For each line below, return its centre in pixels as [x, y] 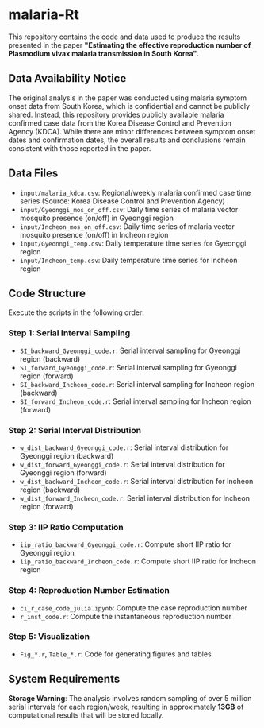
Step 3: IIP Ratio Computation [66, 527]
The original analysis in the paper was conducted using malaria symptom [128, 98]
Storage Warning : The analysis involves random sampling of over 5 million [130, 698]
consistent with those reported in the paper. [80, 148]
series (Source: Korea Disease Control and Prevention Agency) [122, 201]
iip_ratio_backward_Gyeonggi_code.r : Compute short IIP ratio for [125, 544]
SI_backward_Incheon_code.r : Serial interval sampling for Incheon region [137, 384]
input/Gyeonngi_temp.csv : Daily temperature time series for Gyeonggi [133, 243]
